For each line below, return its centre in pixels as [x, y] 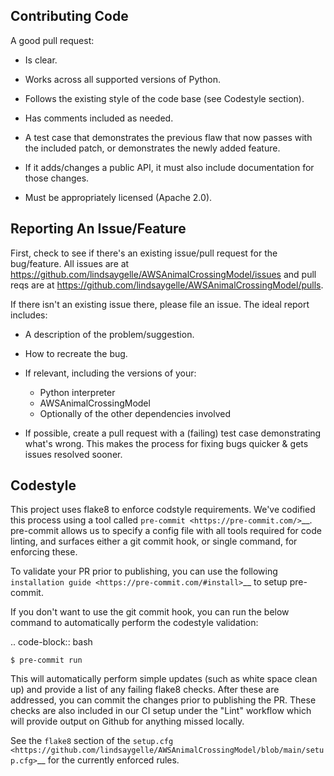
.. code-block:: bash [51, 642]
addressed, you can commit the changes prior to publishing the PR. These [163, 700]
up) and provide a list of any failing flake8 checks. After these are [145, 690]
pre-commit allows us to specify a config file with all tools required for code [166, 531]
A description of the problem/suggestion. [109, 334]
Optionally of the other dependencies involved [135, 413]
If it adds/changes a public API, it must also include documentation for [169, 167]
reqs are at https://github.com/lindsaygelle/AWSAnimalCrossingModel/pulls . [167, 285]
